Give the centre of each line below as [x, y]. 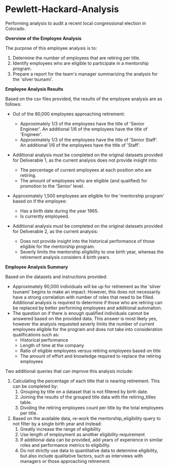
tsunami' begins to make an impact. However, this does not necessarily [86, 292]
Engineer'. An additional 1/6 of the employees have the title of [84, 129]
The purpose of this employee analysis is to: [51, 48]
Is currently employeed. [45, 216]
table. [26, 402]
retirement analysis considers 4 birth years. [65, 257]
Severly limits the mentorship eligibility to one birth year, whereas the [92, 252]
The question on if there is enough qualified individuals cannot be [81, 313]
